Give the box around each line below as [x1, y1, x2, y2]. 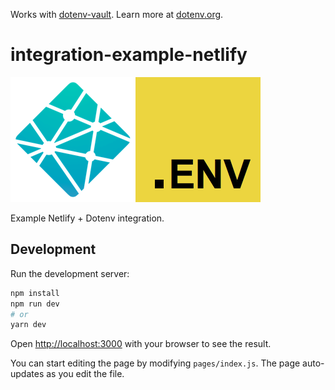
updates [10, 368, 45, 380]
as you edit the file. [46, 368, 125, 380]
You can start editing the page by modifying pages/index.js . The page [10, 357, 301, 369]
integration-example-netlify [10, 44, 248, 66]
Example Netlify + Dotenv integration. [10, 212, 165, 224]
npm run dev [10, 299, 60, 309]
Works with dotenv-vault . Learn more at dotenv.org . [10, 9, 224, 20]
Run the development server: [10, 267, 130, 279]
